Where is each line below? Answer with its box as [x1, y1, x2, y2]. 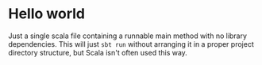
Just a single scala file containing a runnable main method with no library [8, 31, 248, 40]
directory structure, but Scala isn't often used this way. [8, 48, 188, 57]
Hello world [8, 5, 86, 23]
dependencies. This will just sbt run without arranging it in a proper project [8, 39, 254, 48]
